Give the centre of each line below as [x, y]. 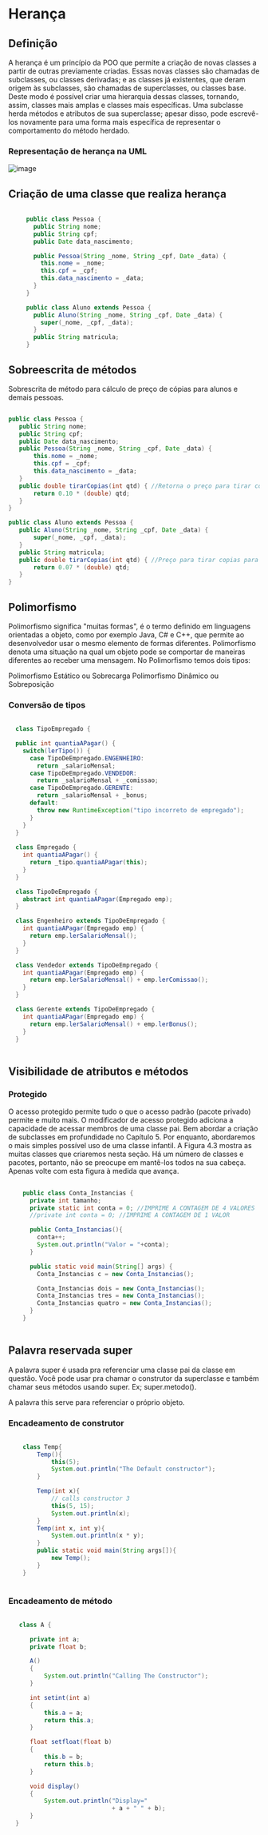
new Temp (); [71, 1558]
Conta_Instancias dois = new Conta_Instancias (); [121, 1288]
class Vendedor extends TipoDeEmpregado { [87, 965]
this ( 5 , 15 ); [72, 1506]
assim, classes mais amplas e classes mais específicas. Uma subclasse [126, 105]
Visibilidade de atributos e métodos [99, 1071]
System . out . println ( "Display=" [96, 1801]
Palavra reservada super [71, 1351]
